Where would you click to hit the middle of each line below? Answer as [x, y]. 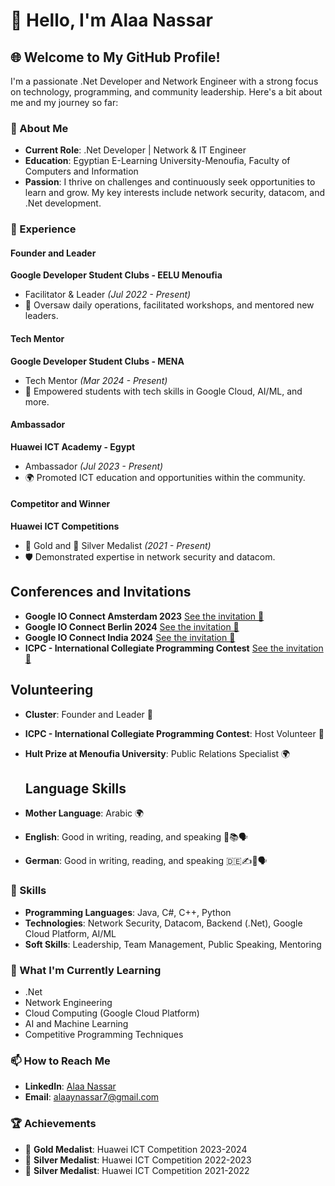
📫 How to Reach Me [60, 1061]
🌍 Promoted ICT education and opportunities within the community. [165, 477]
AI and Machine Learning [76, 1024]
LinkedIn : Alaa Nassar [70, 1086]
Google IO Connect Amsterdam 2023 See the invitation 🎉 [144, 616]
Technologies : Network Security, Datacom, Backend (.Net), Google [163, 923]
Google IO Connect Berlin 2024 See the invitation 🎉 [132, 626]
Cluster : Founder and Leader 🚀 [88, 714]
